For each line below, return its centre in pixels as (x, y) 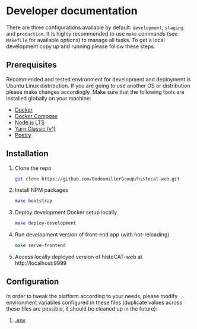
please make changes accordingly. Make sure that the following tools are (96, 92)
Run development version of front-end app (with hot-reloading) (92, 235)
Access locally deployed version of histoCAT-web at (78, 257)
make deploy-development (45, 223)
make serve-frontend (40, 246)
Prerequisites (31, 65)
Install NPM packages (41, 190)
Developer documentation (72, 11)
